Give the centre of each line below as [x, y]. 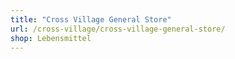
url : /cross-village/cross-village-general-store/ [118, 29]
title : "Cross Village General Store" [91, 19]
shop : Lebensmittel [51, 38]
